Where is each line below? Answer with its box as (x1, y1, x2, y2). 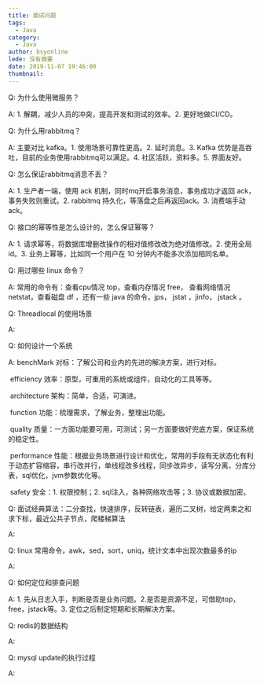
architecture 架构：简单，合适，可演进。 (9, 391, 141, 400)
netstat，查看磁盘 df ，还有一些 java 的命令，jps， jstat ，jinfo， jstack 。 (8, 292, 246, 301)
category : (8, 33, 41, 42)
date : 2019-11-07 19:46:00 (8, 63, 97, 71)
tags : (8, 19, 26, 27)
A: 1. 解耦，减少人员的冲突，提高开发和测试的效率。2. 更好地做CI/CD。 (8, 109, 237, 119)
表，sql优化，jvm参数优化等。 (8, 470, 105, 480)
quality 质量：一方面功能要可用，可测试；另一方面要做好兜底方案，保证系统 (9, 424, 255, 433)
